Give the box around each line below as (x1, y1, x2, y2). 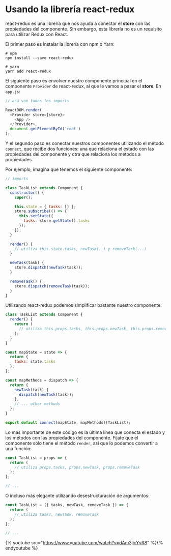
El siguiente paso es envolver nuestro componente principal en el (5, 77, 142, 83)
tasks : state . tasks (14, 359, 56, 364)
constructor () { (10, 190, 44, 195)
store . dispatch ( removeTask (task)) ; (14, 283, 90, 288)
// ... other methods (14, 401, 60, 406)
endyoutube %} (5, 545, 38, 551)
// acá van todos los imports (5, 98, 70, 103)
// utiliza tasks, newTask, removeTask (14, 512, 99, 517)
